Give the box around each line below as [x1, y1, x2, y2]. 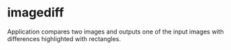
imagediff [7, 5, 65, 21]
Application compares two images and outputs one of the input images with [7, 27, 224, 36]
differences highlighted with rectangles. [7, 34, 121, 42]
